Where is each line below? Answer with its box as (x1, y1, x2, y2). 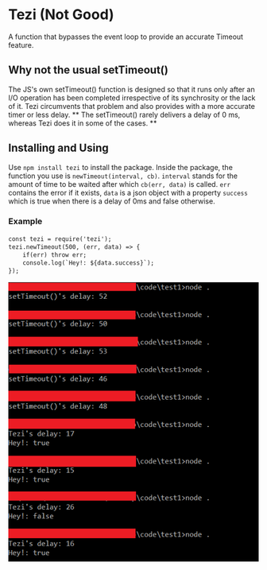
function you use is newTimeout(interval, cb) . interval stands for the (8, 171, 238, 180)
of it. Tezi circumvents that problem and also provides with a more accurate (8, 101, 256, 111)
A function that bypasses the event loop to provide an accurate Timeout (8, 32, 244, 41)
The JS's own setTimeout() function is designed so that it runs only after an (8, 84, 256, 94)
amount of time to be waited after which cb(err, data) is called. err (8, 179, 231, 188)
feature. (8, 40, 34, 49)
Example (8, 216, 43, 227)
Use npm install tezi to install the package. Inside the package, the (8, 162, 233, 172)
